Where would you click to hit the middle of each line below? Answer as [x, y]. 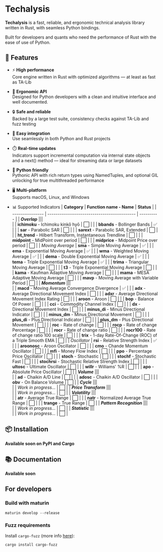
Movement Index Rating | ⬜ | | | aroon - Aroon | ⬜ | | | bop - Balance [83, 298]
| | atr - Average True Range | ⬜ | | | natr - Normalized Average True [81, 398]
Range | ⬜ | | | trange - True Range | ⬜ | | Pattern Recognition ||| [80, 403]
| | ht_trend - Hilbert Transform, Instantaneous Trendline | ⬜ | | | [77, 235]
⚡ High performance [33, 70]
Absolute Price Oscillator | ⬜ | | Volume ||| [55, 372]
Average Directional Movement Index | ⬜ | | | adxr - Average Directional [85, 294]
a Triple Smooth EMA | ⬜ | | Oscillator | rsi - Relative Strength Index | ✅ [84, 340]
